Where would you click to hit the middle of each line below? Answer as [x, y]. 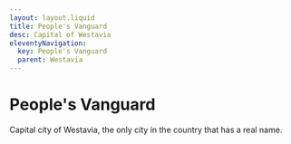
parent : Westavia [50, 60]
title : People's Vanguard [58, 26]
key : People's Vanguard [62, 52]
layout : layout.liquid [52, 18]
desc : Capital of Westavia [60, 34]
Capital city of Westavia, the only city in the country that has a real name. [146, 130]
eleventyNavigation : [48, 43]
